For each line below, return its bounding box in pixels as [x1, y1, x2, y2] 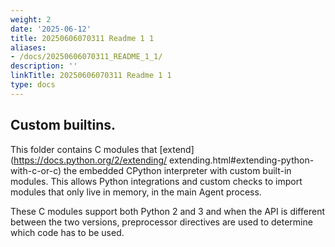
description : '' [10, 61, 78, 71]
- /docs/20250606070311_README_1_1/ [10, 52, 163, 62]
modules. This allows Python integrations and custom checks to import [10, 175, 303, 187]
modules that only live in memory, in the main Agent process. [10, 186, 262, 198]
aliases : [10, 42, 47, 53]
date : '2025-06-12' [10, 24, 92, 34]
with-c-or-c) [10, 164, 62, 176]
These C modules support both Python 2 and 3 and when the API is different [10, 205, 325, 217]
